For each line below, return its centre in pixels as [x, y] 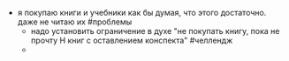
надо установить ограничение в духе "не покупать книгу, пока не [155, 31]
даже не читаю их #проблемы [75, 22]
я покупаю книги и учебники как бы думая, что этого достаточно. [142, 13]
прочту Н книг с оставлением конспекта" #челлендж [132, 40]
